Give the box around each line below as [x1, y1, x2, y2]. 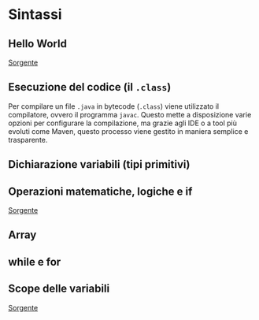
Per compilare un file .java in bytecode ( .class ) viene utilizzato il [8, 101, 219, 111]
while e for [8, 255, 61, 269]
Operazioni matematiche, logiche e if [8, 184, 193, 198]
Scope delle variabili [8, 282, 110, 296]
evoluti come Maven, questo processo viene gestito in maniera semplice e [8, 126, 249, 136]
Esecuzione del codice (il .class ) [8, 80, 172, 94]
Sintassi [8, 6, 62, 24]
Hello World [8, 37, 67, 50]
